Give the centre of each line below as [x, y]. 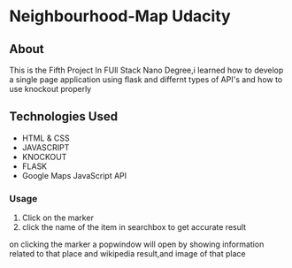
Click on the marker [58, 218]
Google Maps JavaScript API [74, 175]
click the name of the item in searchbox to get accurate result [134, 227]
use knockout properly [50, 89]
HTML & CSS [46, 138]
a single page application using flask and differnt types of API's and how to [146, 80]
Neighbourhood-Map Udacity [120, 16]
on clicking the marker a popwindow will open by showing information [137, 244]
